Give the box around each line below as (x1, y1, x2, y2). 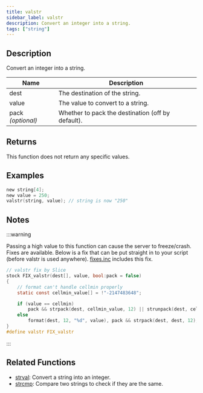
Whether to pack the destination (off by (58, 109, 170, 117)
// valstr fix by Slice (6, 267, 66, 274)
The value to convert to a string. (58, 99, 149, 107)
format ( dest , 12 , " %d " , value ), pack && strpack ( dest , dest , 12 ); (28, 318, 199, 324)
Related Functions (6, 357, 76, 368)
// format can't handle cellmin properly (17, 284, 123, 290)
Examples (6, 170, 44, 181)
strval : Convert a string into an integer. (14, 374, 111, 381)
